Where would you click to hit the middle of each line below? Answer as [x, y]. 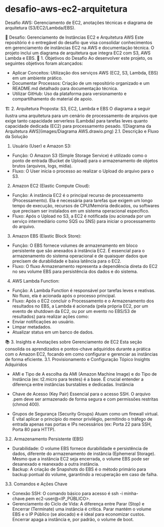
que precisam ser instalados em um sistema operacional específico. [81, 211]
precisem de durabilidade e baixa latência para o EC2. [67, 261]
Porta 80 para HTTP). [34, 429]
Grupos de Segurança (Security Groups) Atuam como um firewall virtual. [85, 414]
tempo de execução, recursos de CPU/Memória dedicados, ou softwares [86, 205]
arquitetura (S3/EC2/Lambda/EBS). [40, 27]
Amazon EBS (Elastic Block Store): [47, 236]
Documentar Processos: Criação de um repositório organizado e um [81, 83]
